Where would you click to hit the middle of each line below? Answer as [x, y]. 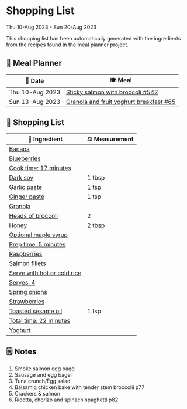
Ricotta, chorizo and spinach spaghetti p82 [66, 400]
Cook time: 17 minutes [40, 168]
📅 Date [35, 81]
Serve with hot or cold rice [45, 273]
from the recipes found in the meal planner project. [67, 45]
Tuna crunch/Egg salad [42, 381]
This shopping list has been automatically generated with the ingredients [93, 38]
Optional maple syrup [39, 235]
